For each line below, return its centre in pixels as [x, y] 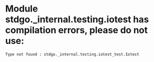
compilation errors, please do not [76, 30]
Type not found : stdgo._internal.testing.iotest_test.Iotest [72, 54]
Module [22, 9]
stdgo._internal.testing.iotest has [77, 19]
